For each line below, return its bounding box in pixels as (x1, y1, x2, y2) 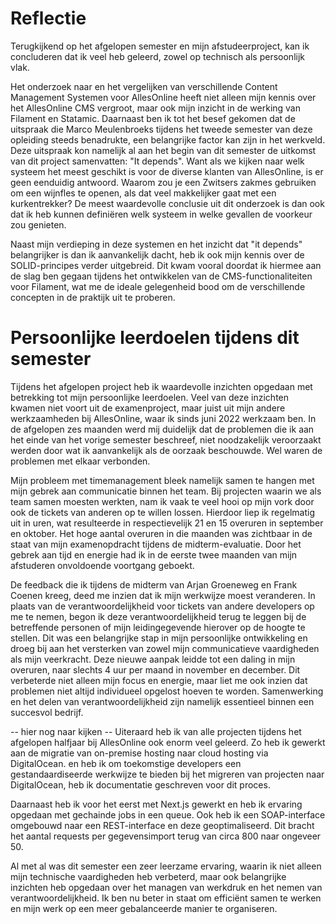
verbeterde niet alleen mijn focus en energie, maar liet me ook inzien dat (10, 674, 308, 686)
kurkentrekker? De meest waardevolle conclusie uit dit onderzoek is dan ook (10, 197, 325, 209)
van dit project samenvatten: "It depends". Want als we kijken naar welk (10, 155, 305, 167)
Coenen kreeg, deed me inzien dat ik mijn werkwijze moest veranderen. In (10, 589, 316, 601)
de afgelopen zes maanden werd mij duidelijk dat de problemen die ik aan (10, 423, 315, 435)
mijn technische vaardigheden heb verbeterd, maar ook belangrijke (10, 870, 287, 882)
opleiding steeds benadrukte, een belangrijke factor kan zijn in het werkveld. (10, 133, 326, 146)
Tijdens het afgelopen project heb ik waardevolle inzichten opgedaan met (10, 380, 313, 392)
